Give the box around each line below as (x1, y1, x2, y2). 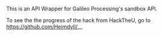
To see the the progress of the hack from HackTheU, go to (6, 17, 151, 23)
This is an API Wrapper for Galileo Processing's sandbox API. (6, 5, 158, 12)
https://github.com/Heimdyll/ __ (6, 23, 83, 30)
